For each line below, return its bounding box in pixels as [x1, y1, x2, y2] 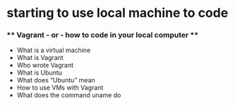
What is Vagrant [16, 54, 64, 62]
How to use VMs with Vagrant [16, 83, 104, 92]
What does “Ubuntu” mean [16, 76, 96, 85]
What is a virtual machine [16, 46, 91, 54]
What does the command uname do [16, 91, 121, 99]
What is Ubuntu [16, 68, 63, 77]
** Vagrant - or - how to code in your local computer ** [6, 30, 199, 40]
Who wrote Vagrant [16, 61, 74, 70]
